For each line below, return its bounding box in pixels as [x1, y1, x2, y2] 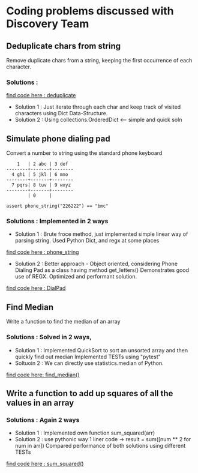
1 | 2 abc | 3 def [17, 161, 68, 167]
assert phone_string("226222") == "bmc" [6, 203, 109, 209]
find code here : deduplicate [6, 92, 76, 99]
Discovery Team [6, 17, 89, 31]
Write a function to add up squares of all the [6, 388, 173, 399]
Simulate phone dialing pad [6, 133, 110, 143]
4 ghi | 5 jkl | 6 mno [11, 172, 68, 178]
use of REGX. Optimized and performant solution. [14, 273, 137, 280]
